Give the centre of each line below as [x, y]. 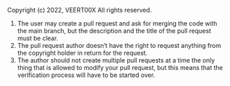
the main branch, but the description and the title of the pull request [114, 31]
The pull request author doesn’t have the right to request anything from [119, 45]
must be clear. [38, 38]
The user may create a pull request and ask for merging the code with [117, 23]
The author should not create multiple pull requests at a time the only [116, 60]
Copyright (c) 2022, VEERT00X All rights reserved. [80, 10]
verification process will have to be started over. [86, 75]
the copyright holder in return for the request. [82, 53]
